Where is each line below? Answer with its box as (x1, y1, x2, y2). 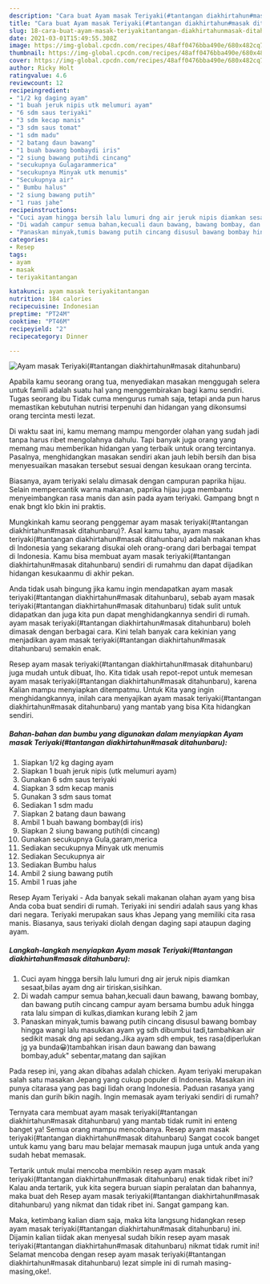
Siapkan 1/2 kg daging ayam (20, 758, 115, 768)
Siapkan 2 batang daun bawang (20, 809, 127, 819)
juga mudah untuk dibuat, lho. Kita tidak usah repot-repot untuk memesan (9, 668, 253, 678)
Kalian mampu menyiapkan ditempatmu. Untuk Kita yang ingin (9, 685, 215, 695)
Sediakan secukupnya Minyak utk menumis (20, 843, 164, 853)
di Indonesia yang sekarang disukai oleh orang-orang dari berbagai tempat (9, 543, 256, 552)
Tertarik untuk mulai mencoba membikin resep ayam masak (9, 1166, 207, 1176)
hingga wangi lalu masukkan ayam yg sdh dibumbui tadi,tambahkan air (20, 1025, 255, 1035)
